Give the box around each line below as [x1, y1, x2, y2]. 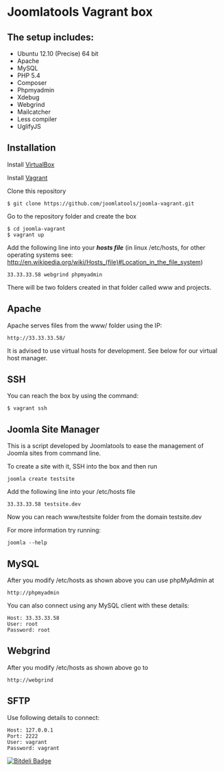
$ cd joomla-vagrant [7, 225, 66, 232]
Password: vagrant [7, 745, 60, 751]
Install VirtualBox [7, 160, 55, 169]
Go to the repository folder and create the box [7, 212, 137, 220]
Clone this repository [7, 186, 66, 195]
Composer [16, 79, 47, 86]
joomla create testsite [7, 475, 75, 483]
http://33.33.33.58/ [7, 334, 66, 341]
